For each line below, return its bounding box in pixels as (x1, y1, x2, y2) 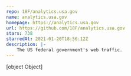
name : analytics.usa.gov (6, 14, 67, 20)
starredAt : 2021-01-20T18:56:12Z (6, 36, 89, 42)
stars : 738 (6, 31, 33, 37)
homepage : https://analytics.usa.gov (6, 19, 99, 25)
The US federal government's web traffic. (17, 47, 123, 53)
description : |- (6, 42, 46, 48)
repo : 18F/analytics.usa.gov (6, 8, 78, 15)
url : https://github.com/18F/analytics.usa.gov (6, 25, 126, 31)
